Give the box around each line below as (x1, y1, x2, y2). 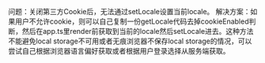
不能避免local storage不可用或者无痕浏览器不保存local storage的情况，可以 (8, 36, 252, 46)
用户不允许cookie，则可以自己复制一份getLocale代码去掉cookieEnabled (14, 17, 249, 26)
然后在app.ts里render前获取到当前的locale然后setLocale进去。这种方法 (21, 27, 254, 35)
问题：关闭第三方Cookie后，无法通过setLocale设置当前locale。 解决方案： (8, 7, 251, 16)
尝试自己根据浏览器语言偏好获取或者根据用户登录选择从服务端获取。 (8, 46, 230, 55)
